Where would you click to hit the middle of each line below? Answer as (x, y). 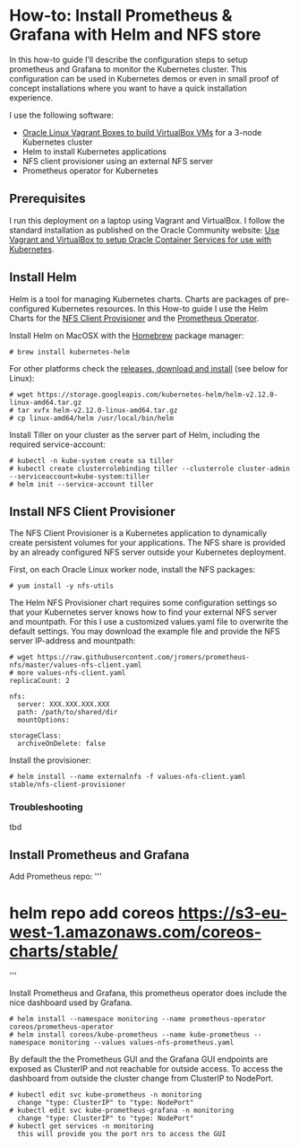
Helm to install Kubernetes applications (94, 151)
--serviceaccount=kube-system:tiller (80, 477)
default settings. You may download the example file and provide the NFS (145, 631)
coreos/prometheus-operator (62, 1027)
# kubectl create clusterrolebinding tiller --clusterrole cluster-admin (150, 468)
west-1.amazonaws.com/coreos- (136, 932)
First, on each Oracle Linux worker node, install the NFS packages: (132, 570)
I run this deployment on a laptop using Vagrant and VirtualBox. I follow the (147, 220)
